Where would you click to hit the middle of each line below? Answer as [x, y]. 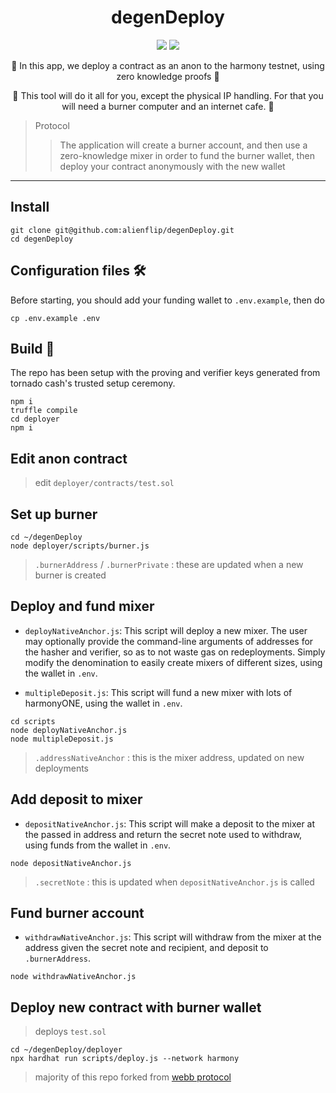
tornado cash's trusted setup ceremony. [93, 383]
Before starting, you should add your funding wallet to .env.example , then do [167, 300]
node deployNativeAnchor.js [69, 730]
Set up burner [54, 514]
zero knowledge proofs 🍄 [168, 76]
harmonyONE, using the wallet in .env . [103, 703]
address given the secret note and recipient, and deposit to [146, 948]
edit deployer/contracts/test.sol [104, 483]
